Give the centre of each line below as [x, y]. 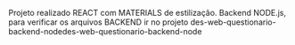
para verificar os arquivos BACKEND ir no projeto [98, 22]
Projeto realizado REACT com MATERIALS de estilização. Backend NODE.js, [147, 13]
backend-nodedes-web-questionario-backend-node [105, 31]
